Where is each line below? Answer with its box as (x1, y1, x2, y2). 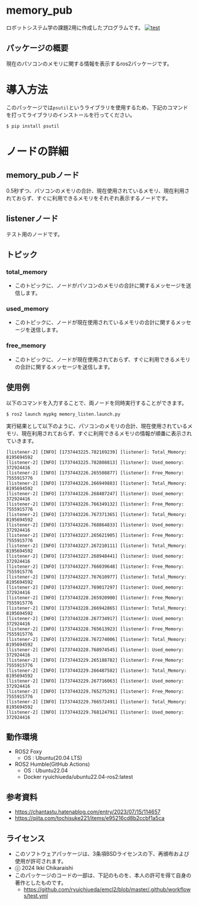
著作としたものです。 (14, 879, 67, 887)
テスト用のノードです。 (6, 230, 63, 238)
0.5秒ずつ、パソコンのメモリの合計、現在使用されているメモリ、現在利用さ (6, 187, 190, 194)
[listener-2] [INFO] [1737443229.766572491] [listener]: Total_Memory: (6, 699, 187, 705)
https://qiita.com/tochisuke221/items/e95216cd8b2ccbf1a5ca (14, 815, 165, 822)
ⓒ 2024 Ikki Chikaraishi (14, 865, 74, 872)
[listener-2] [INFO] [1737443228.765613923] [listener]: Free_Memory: (6, 626, 184, 632)
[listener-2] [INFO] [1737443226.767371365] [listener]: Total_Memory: (6, 511, 187, 517)
